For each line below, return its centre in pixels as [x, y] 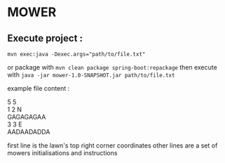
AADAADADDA [29, 132]
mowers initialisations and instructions [62, 153]
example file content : [39, 88]
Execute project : [45, 38]
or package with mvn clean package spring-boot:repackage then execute [112, 67]
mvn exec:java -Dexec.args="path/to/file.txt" [76, 54]
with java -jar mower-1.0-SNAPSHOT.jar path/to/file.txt [91, 75]
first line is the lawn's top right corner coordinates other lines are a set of [112, 145]
